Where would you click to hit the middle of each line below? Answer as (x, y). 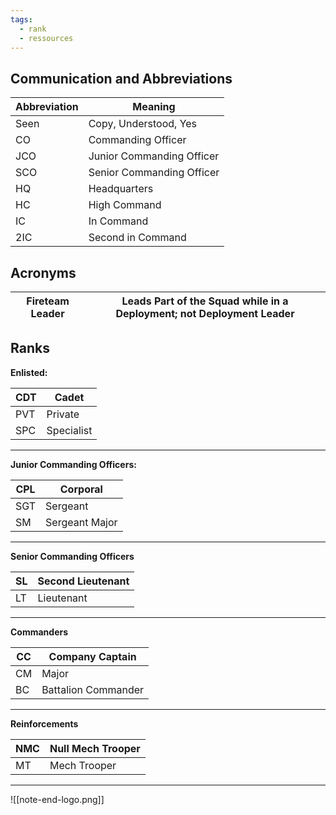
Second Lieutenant (83, 581)
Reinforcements (44, 723)
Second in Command (137, 238)
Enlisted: (29, 372)
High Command (125, 205)
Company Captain (92, 656)
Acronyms (43, 272)
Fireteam (48, 301)
